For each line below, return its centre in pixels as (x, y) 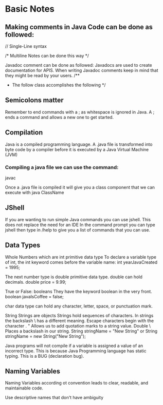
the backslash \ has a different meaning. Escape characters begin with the (80, 321)
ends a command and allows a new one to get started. (59, 117)
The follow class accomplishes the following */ (59, 85)
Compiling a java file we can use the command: (62, 167)
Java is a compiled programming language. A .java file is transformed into (79, 144)
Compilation (24, 133)
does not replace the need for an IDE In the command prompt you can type (80, 225)
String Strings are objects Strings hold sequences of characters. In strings (79, 315)
